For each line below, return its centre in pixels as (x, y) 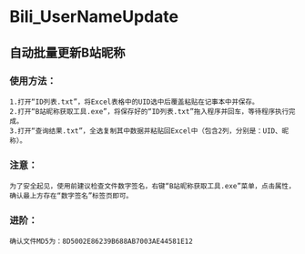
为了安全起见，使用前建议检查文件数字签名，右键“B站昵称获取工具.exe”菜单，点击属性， (152, 187)
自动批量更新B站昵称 (67, 52)
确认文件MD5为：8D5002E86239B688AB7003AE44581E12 (101, 242)
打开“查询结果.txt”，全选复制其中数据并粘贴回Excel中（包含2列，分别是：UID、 (150, 131)
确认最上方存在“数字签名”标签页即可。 (71, 196)
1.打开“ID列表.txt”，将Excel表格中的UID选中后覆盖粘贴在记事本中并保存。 (134, 102)
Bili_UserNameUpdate (94, 17)
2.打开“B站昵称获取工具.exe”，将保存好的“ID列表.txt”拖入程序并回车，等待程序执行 (149, 111)
